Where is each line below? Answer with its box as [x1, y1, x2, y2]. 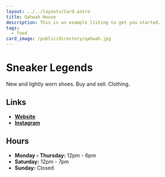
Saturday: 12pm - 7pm [14, 158, 69, 165]
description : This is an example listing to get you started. [6, 19, 161, 25]
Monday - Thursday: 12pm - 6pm [14, 152, 97, 159]
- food [11, 30, 27, 36]
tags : [6, 25, 19, 31]
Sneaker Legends [6, 61, 93, 74]
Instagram [14, 119, 40, 126]
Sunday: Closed [14, 164, 54, 171]
